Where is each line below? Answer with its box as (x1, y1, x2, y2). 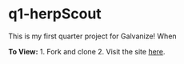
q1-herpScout (8, 5, 102, 23)
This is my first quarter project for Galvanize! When (8, 31, 178, 41)
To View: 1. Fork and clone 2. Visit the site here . (8, 46, 166, 56)
